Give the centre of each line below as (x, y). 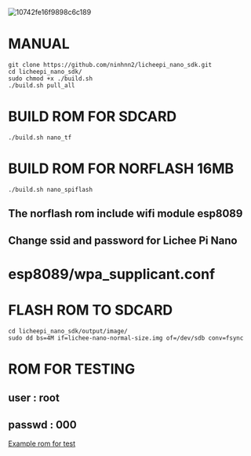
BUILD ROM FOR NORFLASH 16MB (121, 169)
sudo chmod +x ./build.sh (50, 79)
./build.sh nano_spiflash (50, 189)
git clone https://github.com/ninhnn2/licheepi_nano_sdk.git (110, 64)
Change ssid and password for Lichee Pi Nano (123, 240)
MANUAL (39, 44)
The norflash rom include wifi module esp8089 (125, 213)
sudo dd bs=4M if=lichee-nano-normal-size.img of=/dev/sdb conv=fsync (126, 338)
